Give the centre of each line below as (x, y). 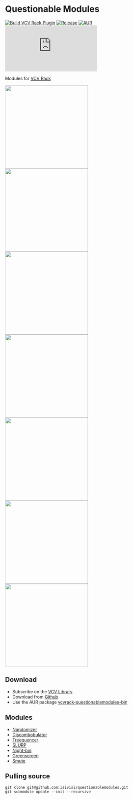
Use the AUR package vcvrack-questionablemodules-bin (70, 702)
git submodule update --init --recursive (48, 792)
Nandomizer (25, 729)
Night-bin (22, 750)
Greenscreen (25, 755)
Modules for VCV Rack (28, 78)
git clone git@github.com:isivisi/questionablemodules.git (67, 788)
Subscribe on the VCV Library (42, 691)
